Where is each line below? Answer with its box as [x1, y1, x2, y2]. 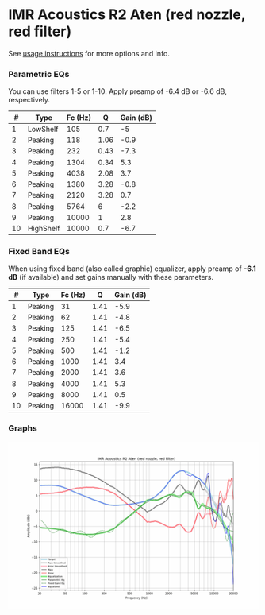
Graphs [8, 423, 37, 434]
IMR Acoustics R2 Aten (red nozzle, [8, 6, 246, 24]
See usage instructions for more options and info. [8, 48, 171, 58]
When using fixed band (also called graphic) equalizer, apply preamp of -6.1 [8, 264, 256, 273]
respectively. [8, 95, 50, 105]
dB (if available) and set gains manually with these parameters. [8, 273, 214, 282]
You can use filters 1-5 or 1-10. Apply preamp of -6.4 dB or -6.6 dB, [8, 87, 228, 96]
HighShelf [27, 224, 60, 234]
